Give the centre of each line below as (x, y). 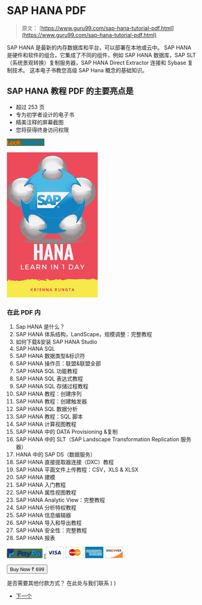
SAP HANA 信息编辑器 (43, 515)
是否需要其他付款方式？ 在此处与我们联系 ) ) (62, 583)
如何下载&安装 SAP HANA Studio (56, 342)
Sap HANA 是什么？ (40, 327)
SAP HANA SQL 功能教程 (47, 371)
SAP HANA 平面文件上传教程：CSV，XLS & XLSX (77, 470)
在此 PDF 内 (24, 312)
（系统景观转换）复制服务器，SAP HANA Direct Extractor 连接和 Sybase (97, 63)
